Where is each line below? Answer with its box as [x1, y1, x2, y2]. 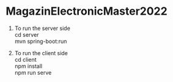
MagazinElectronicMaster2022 [6, 4, 167, 18]
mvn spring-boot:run [14, 37, 67, 45]
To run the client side [14, 49, 68, 56]
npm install [14, 62, 43, 70]
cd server [14, 31, 39, 38]
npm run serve [14, 69, 52, 76]
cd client [14, 56, 37, 63]
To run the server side [14, 24, 71, 32]
